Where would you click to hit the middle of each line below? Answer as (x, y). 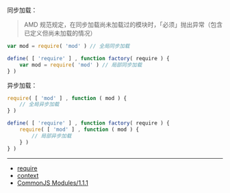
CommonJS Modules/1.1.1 (53, 183)
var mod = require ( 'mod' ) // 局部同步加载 (81, 65)
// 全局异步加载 (39, 105)
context (28, 175)
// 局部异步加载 (52, 136)
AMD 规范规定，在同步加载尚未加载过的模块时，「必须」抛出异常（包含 (123, 25)
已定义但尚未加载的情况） (60, 33)
